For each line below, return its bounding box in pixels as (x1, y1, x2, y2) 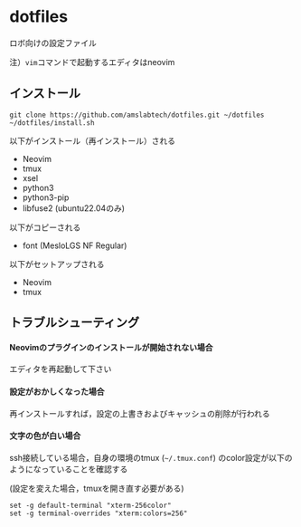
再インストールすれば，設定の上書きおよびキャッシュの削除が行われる (9, 407, 271, 418)
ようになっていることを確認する (9, 464, 128, 474)
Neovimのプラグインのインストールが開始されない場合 (9, 341, 214, 352)
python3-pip (22, 192, 70, 203)
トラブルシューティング (9, 315, 140, 331)
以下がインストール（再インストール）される (9, 135, 176, 146)
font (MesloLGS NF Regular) (22, 240, 127, 251)
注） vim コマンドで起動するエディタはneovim (9, 56, 175, 67)
